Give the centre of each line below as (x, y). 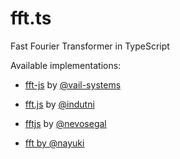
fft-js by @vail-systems (73, 84)
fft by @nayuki (54, 143)
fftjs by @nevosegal (65, 123)
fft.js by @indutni (59, 104)
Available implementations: (66, 65)
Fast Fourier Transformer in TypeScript (90, 46)
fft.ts (31, 18)
